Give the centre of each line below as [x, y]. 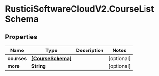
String [38, 66]
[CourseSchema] [51, 58]
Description [90, 50]
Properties [21, 37]
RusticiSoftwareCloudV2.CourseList [79, 9]
